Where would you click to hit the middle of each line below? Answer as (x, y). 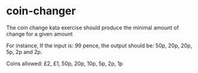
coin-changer (41, 11)
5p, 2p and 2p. (24, 51)
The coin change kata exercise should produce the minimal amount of (92, 28)
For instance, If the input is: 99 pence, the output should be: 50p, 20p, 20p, (99, 45)
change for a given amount (40, 34)
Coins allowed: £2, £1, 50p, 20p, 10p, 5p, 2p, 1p (64, 63)
